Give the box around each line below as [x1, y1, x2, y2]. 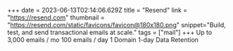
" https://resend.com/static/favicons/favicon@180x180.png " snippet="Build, [7, 21, 227, 29]
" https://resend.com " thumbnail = [7, 13, 105, 22]
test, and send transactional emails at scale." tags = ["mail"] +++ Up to [7, 28, 213, 36]
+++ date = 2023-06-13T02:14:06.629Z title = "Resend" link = [7, 6, 188, 14]
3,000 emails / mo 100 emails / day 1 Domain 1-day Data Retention [7, 36, 199, 44]
